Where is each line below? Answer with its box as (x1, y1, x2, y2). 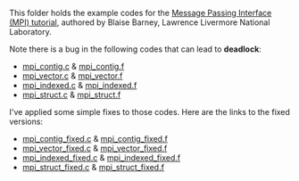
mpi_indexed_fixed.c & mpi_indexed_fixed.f (21, 152, 181, 163)
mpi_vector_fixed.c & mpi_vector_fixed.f (21, 143, 168, 153)
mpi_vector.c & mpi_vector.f (21, 70, 123, 81)
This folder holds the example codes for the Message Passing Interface (9, 8, 272, 18)
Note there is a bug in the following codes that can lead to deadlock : (9, 44, 262, 54)
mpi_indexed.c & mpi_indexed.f (21, 80, 137, 90)
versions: (9, 116, 43, 127)
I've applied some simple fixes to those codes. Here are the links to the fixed (9, 107, 290, 117)
